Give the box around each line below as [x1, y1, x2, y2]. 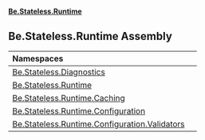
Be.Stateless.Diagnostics [12, 66, 105, 78]
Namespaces [12, 53, 64, 64]
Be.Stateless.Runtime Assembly [8, 29, 173, 43]
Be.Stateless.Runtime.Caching [12, 93, 125, 104]
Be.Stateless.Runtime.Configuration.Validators [12, 118, 185, 130]
